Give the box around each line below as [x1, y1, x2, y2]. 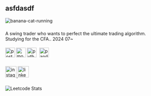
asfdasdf [5, 4, 35, 13]
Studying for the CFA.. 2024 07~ [5, 36, 74, 42]
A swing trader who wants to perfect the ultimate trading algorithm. [5, 30, 146, 36]
